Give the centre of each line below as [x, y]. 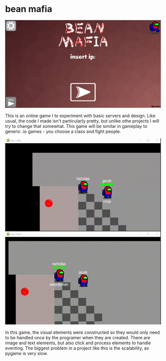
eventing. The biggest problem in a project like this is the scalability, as [77, 348]
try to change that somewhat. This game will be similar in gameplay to [76, 126]
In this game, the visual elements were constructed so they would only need [83, 332]
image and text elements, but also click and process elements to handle [78, 343]
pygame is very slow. [26, 354]
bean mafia [29, 9]
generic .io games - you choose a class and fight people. [63, 131]
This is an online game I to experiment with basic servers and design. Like [80, 116]
